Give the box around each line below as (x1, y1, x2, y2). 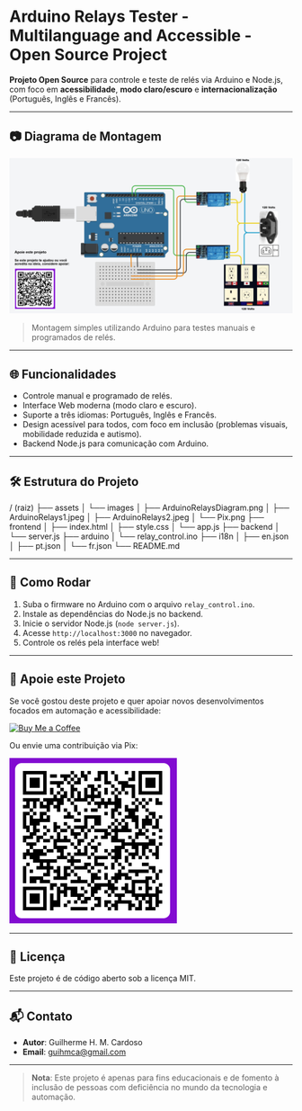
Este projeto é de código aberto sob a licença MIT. (9, 973, 196, 984)
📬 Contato (9, 1008, 74, 1024)
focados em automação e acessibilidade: (9, 704, 162, 716)
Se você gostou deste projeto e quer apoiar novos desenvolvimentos (9, 695, 264, 706)
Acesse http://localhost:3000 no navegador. (22, 627, 192, 638)
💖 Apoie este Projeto (9, 672, 126, 687)
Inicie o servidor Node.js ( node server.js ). (22, 618, 180, 629)
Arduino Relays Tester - (9, 6, 190, 27)
